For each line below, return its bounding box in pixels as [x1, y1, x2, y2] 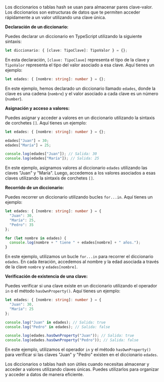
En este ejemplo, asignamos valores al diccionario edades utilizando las [5, 165, 147, 171]
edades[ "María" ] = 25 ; [5, 142, 51, 148]
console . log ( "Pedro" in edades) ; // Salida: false [5, 324, 110, 329]
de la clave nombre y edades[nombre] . [5, 264, 78, 270]
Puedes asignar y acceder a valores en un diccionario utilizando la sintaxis [5, 115, 155, 121]
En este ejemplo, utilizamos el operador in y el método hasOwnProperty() [5, 346, 151, 353]
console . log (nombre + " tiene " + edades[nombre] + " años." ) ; [9, 240, 141, 245]
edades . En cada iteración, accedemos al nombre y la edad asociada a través [5, 259, 159, 265]
